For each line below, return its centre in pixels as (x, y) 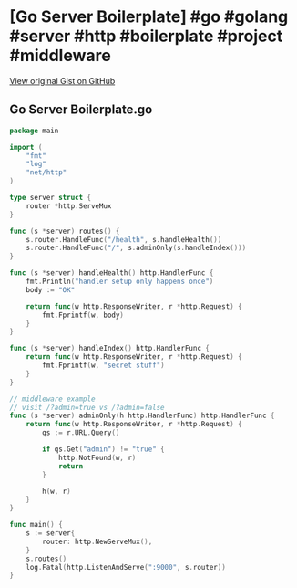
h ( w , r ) (56, 491)
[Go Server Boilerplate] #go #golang (149, 17)
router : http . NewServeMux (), (97, 541)
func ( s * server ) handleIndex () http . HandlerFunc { (109, 349)
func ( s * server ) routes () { (65, 231)
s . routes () (46, 559)
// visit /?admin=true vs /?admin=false (87, 407)
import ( (26, 147)
